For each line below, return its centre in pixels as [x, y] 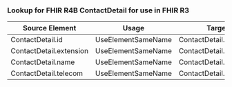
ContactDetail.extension [49, 51]
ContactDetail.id [37, 40]
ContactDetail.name [43, 62]
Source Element [50, 28]
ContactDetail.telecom [47, 73]
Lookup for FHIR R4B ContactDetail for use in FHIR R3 [98, 10]
